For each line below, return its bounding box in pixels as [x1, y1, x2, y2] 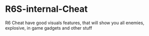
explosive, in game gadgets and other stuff [5, 25, 92, 31]
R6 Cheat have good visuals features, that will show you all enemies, [5, 20, 145, 26]
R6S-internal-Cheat [5, 3, 88, 15]
